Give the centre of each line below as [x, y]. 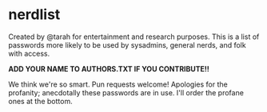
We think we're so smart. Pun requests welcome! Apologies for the [118, 84]
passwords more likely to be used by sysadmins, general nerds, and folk [127, 44]
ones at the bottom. [41, 101]
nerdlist [34, 15]
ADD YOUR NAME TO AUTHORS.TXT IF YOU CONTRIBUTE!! [109, 68]
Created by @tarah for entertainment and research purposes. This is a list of [134, 37]
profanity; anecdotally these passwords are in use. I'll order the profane [126, 92]
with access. [29, 53]
